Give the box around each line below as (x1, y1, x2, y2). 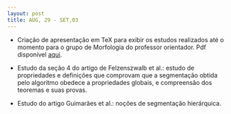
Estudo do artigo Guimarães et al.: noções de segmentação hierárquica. (17, 99, 222, 107)
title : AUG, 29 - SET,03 (7, 17, 79, 23)
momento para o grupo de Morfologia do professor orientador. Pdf (17, 43, 207, 51)
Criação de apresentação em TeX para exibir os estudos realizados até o (17, 35, 224, 44)
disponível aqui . (17, 50, 63, 59)
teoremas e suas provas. (17, 86, 88, 94)
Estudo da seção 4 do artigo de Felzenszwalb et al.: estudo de (17, 64, 194, 72)
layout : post (7, 10, 45, 17)
